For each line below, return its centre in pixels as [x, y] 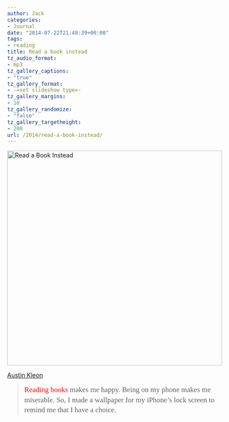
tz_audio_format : [32, 58]
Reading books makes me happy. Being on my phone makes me [117, 390]
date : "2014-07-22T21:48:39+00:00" [58, 33]
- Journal [21, 26]
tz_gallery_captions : [38, 71]
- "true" [20, 77]
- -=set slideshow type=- [44, 90]
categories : [24, 20]
